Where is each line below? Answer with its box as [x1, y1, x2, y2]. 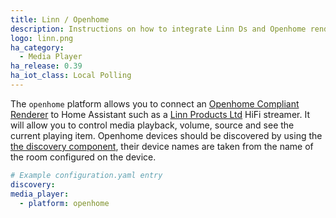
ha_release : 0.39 [10, 61, 83, 71]
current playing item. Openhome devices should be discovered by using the [10, 129, 323, 141]
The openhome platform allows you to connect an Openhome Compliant [10, 97, 300, 110]
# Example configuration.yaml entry [10, 170, 163, 180]
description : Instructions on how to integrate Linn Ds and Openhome [10, 24, 307, 34]
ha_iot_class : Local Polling [10, 71, 132, 81]
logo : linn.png [10, 33, 74, 43]
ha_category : [10, 42, 65, 53]
